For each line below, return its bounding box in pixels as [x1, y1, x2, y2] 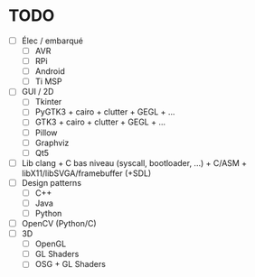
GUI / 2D [21, 87, 54, 97]
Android [34, 66, 65, 77]
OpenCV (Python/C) [21, 218, 97, 228]
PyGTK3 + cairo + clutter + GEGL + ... [34, 106, 175, 117]
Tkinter [34, 97, 62, 107]
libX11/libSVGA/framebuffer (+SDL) [21, 168, 152, 179]
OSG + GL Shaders [34, 259, 106, 270]
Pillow [34, 127, 58, 138]
